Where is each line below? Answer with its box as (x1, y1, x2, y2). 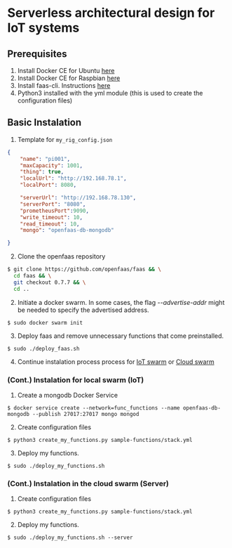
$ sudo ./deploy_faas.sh (7, 345, 80, 352)
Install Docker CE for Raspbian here (17, 74, 121, 82)
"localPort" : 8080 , (20, 181, 77, 189)
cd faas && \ (13, 273, 52, 280)
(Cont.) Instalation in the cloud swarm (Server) (7, 478, 170, 488)
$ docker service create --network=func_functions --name (7, 404, 180, 412)
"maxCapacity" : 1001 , (20, 162, 83, 169)
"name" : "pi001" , (20, 155, 71, 162)
